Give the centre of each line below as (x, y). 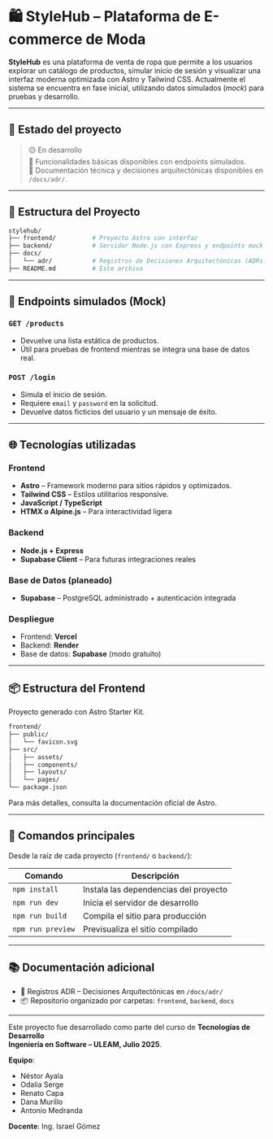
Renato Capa (42, 1093)
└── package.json (38, 788)
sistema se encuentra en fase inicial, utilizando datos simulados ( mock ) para (136, 88)
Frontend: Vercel (48, 637)
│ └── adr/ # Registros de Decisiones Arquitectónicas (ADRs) (138, 261)
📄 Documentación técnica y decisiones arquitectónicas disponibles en (146, 170)
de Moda (115, 39)
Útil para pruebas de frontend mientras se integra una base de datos (135, 349)
